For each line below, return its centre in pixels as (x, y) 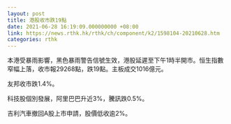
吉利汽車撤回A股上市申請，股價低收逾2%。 (69, 114)
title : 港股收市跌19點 (37, 20)
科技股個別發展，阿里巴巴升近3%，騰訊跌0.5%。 (78, 99)
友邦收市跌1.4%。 (33, 84)
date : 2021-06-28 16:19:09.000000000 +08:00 (73, 26)
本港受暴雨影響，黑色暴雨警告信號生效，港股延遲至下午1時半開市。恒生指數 (115, 61)
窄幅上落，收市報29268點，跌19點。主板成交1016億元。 (87, 69)
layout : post (26, 14)
